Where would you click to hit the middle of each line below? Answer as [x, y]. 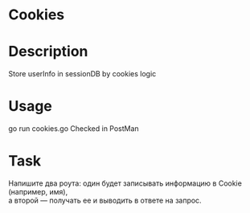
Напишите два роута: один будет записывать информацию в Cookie [125, 183]
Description [48, 52]
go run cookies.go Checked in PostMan [74, 129]
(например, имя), [38, 192]
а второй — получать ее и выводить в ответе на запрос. [105, 200]
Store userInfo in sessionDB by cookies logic [82, 74]
